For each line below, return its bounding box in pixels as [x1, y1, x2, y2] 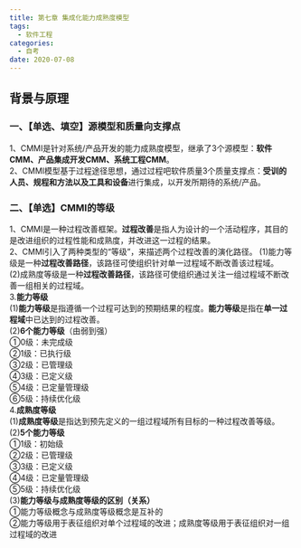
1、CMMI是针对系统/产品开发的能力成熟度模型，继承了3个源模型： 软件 [9, 142, 273, 154]
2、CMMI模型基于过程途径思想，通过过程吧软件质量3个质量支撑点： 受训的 [9, 165, 287, 176]
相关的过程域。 [33, 279, 89, 290]
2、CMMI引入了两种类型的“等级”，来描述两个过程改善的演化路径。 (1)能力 [9, 246, 285, 257]
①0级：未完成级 [9, 336, 74, 347]
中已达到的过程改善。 [25, 314, 105, 325]
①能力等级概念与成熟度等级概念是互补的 [9, 505, 164, 516]
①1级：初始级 [9, 438, 64, 449]
